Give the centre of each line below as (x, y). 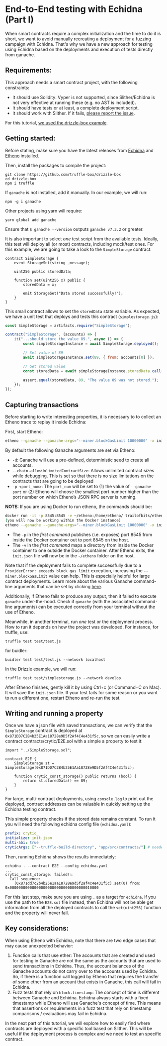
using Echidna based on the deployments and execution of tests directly (79, 49)
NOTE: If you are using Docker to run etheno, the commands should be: (79, 507)
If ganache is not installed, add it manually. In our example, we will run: (76, 192)
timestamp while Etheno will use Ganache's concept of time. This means (86, 1003)
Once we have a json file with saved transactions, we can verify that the (79, 726)
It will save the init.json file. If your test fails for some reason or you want (81, 692)
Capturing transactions (42, 405)
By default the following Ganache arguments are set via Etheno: (70, 450)
